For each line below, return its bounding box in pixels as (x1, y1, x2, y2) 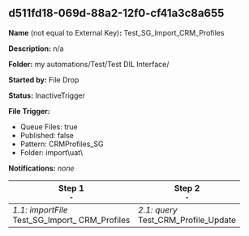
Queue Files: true (19, 121, 79, 132)
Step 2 (174, 182, 200, 193)
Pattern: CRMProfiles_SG (19, 139, 104, 149)
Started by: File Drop (8, 74, 79, 84)
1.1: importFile (12, 204, 68, 215)
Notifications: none (8, 163, 75, 173)
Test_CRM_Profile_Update (137, 214, 237, 225)
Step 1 (58, 182, 84, 193)
